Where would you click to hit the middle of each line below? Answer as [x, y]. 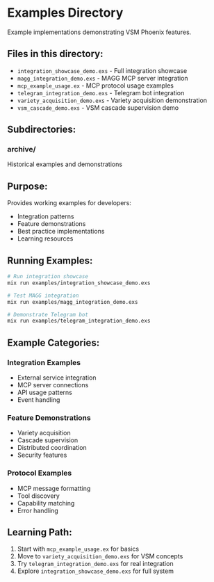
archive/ [22, 149]
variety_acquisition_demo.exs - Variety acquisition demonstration [112, 100]
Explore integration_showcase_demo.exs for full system [95, 571]
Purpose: [27, 186]
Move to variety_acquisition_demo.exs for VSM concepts [100, 556]
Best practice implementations [61, 232]
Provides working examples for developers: [69, 203]
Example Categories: [53, 342]
